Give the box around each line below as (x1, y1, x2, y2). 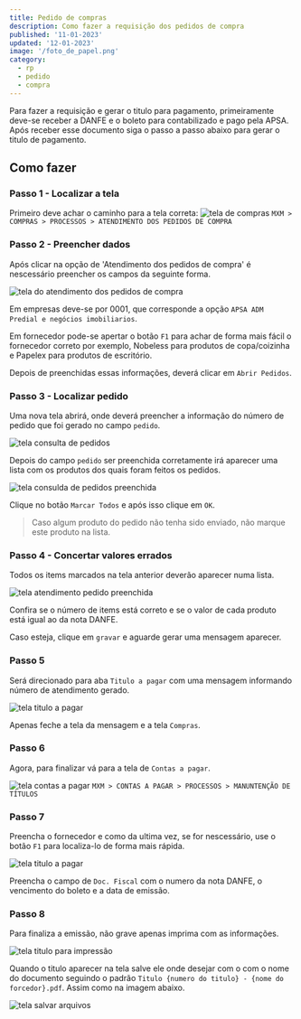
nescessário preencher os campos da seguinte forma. (9, 268, 211, 279)
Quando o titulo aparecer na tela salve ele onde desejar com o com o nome (9, 963, 289, 974)
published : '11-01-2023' (9, 30, 103, 39)
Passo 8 (9, 908, 45, 921)
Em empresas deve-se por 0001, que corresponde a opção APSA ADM (9, 304, 264, 314)
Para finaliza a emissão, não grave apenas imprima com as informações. (9, 928, 279, 940)
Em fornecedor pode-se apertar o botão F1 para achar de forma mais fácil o (9, 331, 292, 341)
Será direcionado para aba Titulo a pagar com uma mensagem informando (9, 675, 292, 686)
